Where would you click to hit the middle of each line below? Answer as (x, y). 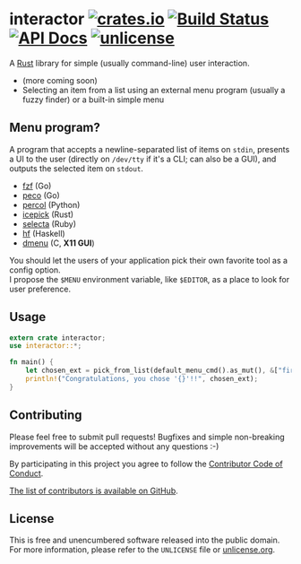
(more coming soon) (60, 80)
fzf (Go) (37, 186)
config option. (35, 270)
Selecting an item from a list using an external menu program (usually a (154, 90)
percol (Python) (51, 204)
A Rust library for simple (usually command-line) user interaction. (129, 63)
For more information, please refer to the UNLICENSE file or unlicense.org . (142, 550)
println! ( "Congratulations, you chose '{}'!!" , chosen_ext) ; (142, 379)
